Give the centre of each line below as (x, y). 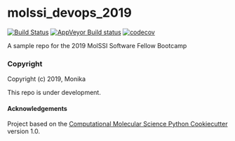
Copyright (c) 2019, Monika (47, 79)
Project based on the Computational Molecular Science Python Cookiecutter (117, 124)
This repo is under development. (54, 93)
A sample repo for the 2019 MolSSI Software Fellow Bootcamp (97, 45)
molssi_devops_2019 (69, 13)
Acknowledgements (38, 108)
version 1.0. (24, 131)
